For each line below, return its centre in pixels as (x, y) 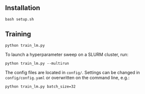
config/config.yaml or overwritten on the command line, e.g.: (67, 77)
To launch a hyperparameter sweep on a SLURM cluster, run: (67, 54)
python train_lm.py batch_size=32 (41, 86)
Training (18, 34)
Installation (23, 8)
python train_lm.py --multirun (37, 63)
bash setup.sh (20, 19)
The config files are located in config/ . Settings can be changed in (72, 72)
